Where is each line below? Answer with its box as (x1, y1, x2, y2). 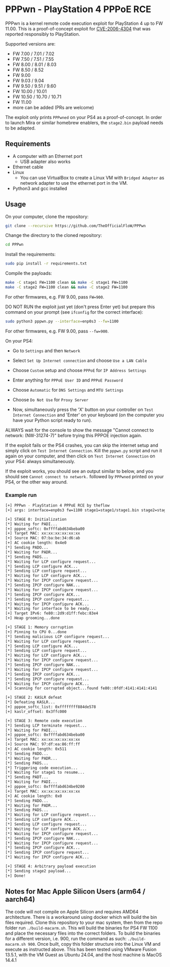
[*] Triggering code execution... (5, 765, 78, 770)
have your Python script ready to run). (12, 417, 93, 423)
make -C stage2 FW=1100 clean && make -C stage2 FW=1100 (5, 285, 128, 290)
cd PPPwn (5, 242, 24, 247)
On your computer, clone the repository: (5, 214, 89, 220)
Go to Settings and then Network (12, 348, 80, 354)
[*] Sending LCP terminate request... (5, 723, 87, 728)
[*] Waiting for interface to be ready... (5, 606, 96, 611)
